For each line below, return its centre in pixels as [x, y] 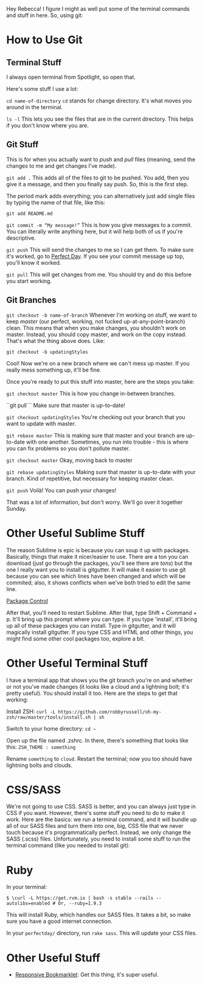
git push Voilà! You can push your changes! [61, 490]
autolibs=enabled [28, 903]
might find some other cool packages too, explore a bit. [76, 638]
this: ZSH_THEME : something [41, 747]
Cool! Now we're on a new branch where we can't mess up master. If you [98, 363]
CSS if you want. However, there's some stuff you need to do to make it [96, 813]
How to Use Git [45, 40]
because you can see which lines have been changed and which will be [96, 576]
